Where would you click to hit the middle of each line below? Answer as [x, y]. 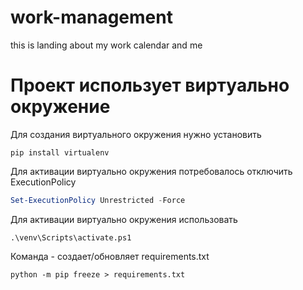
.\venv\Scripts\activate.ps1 [71, 237]
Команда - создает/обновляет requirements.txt [110, 256]
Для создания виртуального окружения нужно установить [136, 134]
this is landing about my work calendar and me [106, 45]
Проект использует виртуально [150, 85]
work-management [91, 17]
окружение [60, 107]
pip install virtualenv [60, 152]
